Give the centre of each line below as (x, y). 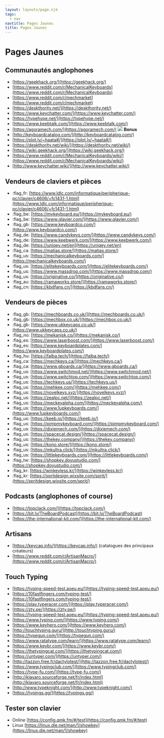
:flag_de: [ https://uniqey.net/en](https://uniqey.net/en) (67, 245)
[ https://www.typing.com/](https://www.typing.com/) (66, 620)
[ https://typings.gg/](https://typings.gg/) (53, 693)
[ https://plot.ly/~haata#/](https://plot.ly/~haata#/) (62, 140)
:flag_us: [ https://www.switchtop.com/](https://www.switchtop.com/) (82, 377)
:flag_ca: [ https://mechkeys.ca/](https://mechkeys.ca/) (67, 361)
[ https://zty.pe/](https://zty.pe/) (44, 610)
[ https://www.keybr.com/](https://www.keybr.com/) (64, 646)
